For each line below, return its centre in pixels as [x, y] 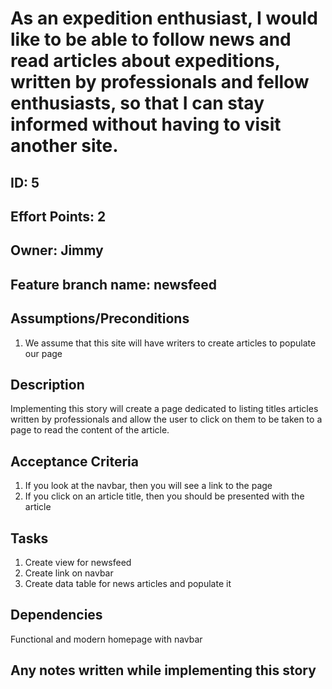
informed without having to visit [146, 124]
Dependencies [56, 615]
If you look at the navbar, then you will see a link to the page [148, 486]
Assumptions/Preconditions [100, 318]
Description [47, 384]
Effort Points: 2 [58, 216]
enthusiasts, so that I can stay [137, 103]
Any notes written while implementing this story [163, 670]
